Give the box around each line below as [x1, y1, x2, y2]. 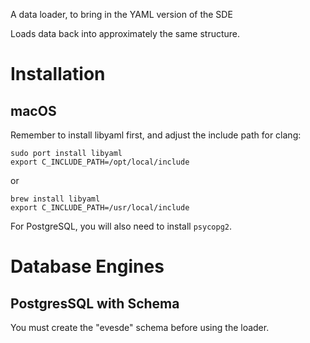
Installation [10, 63, 106, 86]
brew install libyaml [10, 194, 101, 204]
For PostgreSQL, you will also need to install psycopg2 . [10, 220, 233, 232]
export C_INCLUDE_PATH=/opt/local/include [10, 157, 190, 167]
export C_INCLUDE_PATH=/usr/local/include [10, 203, 190, 213]
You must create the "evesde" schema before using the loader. [10, 322, 270, 333]
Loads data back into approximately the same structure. [10, 28, 241, 39]
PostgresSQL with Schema [10, 295, 180, 312]
